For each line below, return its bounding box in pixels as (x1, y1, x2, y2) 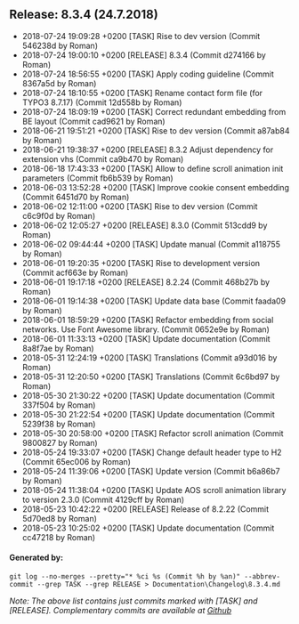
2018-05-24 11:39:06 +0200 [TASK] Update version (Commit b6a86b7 (21, 466, 280, 476)
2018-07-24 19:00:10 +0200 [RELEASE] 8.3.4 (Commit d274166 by (21, 49, 267, 61)
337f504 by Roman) (21, 400, 96, 410)
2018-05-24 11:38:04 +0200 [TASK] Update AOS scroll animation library (21, 484, 287, 495)
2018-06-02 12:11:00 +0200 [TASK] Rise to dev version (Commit (21, 200, 258, 212)
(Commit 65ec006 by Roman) (21, 456, 132, 466)
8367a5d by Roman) (21, 77, 97, 88)
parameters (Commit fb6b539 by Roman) (21, 173, 174, 183)
